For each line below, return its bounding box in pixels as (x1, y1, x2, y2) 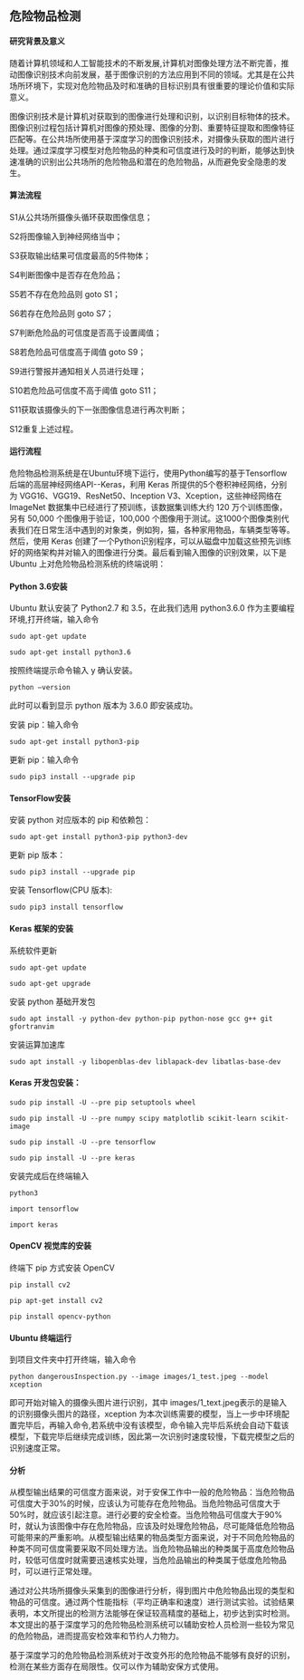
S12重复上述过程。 (9, 423, 79, 434)
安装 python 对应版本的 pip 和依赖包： (9, 815, 152, 826)
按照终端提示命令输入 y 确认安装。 (9, 665, 138, 676)
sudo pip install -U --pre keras (9, 1154, 136, 1163)
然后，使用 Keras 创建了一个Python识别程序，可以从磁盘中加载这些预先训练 (9, 536, 291, 546)
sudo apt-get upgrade (9, 979, 91, 988)
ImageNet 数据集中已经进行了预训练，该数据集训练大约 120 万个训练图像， (9, 502, 288, 512)
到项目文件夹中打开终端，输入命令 (9, 1354, 137, 1366)
